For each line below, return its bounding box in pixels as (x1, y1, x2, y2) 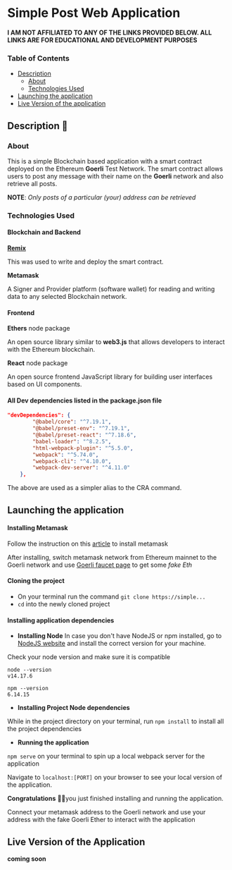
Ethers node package (7, 324, 70, 333)
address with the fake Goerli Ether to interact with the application (7, 816, 195, 824)
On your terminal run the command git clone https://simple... (17, 592, 206, 601)
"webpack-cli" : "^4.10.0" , (32, 458, 112, 465)
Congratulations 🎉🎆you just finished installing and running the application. (7, 795, 224, 803)
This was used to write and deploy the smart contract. (7, 257, 164, 266)
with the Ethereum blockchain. (7, 345, 96, 354)
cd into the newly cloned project (17, 600, 110, 608)
